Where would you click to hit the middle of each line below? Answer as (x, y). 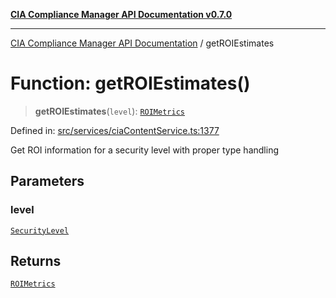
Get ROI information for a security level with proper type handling (144, 150)
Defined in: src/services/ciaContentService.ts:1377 (115, 130)
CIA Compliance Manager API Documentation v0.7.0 (121, 14)
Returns (36, 261)
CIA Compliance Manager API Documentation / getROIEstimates (142, 43)
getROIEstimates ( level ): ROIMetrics (109, 111)
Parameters (47, 181)
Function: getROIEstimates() (130, 83)
